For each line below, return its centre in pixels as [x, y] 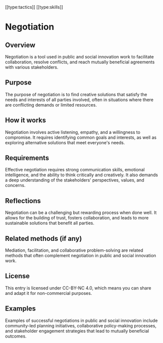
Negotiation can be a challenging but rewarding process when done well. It [81, 212]
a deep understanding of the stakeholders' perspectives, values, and [75, 180]
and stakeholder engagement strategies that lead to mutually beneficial [77, 331]
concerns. [15, 185]
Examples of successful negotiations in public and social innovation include [81, 320]
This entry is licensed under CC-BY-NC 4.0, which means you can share [78, 288]
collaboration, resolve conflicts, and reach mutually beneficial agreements [80, 62]
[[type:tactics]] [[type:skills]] [34, 7]
